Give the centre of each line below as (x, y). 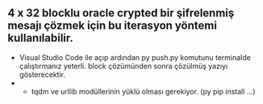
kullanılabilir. (41, 38)
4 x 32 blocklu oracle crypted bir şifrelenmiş (121, 13)
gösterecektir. (42, 74)
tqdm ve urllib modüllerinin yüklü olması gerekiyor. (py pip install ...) (143, 91)
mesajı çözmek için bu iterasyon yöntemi (112, 26)
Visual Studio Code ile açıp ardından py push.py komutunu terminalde (135, 57)
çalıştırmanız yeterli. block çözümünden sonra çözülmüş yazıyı (123, 66)
